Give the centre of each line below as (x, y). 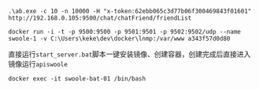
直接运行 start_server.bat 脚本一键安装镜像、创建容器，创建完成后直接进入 (129, 54)
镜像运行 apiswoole (38, 64)
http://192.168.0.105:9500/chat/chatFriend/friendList (100, 18)
